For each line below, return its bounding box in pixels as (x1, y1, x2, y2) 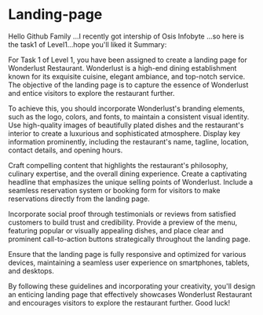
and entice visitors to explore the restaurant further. (8, 88, 175, 97)
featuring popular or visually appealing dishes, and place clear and (8, 225, 224, 235)
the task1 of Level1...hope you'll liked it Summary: (8, 39, 167, 49)
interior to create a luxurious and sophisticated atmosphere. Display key (8, 128, 241, 138)
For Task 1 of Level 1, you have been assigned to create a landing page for (8, 55, 247, 64)
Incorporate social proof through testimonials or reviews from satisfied (8, 209, 236, 218)
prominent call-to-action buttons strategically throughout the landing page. (8, 234, 251, 244)
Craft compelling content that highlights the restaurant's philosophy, (8, 160, 228, 170)
